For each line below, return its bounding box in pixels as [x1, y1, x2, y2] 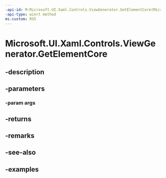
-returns [5, 115, 32, 123]
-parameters [5, 85, 45, 93]
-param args [5, 99, 36, 106]
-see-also [5, 148, 36, 157]
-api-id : [5, 7, 23, 12]
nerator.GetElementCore [5, 48, 108, 59]
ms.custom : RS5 [5, 16, 37, 21]
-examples [5, 165, 39, 174]
